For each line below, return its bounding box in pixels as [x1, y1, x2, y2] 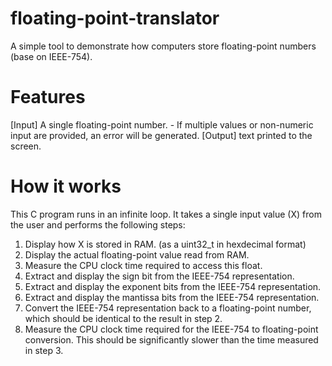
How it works [10, 175, 122, 198]
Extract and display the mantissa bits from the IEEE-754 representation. [24, 291, 320, 303]
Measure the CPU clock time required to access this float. [24, 259, 263, 271]
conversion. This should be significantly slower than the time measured [24, 333, 319, 346]
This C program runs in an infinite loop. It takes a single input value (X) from [10, 208, 322, 220]
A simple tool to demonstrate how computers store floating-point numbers [10, 40, 317, 52]
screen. [10, 140, 42, 152]
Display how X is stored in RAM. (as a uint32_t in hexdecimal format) [24, 238, 307, 250]
